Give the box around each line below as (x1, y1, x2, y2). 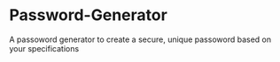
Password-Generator (9, 5, 168, 25)
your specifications (9, 43, 80, 53)
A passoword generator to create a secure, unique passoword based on (9, 34, 272, 45)
